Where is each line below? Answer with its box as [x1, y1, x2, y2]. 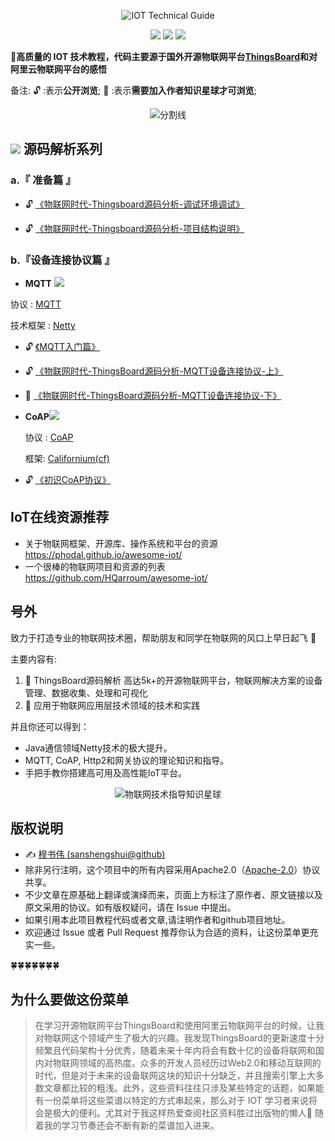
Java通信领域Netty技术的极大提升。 [24, 741, 173, 754]
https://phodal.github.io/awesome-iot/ [24, 548, 183, 560]
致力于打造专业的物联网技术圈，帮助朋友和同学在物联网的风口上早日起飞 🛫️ [10, 631, 317, 644]
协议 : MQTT [10, 298, 62, 310]
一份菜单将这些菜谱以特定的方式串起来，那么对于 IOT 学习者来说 [43, 1095, 309, 1107]
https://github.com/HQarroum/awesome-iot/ [24, 571, 208, 584]
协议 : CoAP [24, 431, 74, 443]
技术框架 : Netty [10, 319, 76, 331]
